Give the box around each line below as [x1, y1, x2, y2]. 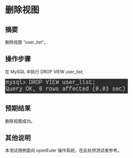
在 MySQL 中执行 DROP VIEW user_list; [5, 69, 84, 75]
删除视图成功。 [5, 118, 35, 124]
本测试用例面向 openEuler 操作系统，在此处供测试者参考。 [5, 147, 122, 154]
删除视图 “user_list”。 [5, 39, 48, 45]
